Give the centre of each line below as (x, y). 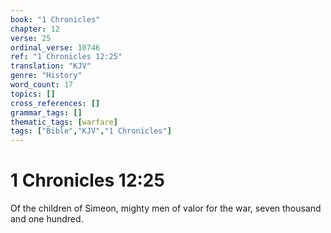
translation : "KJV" (51, 66)
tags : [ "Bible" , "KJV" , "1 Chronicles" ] (91, 131)
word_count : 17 (42, 85)
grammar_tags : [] (46, 112)
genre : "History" (46, 76)
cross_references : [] (55, 103)
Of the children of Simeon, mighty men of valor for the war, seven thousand (166, 208)
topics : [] (33, 94)
